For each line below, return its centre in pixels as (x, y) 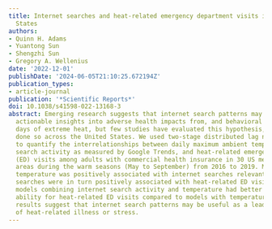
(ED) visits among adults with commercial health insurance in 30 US (135, 159)
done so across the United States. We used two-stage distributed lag (137, 136)
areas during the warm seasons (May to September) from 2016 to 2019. (137, 167)
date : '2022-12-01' (41, 69)
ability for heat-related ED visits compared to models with (121, 197)
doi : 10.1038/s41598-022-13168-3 (65, 106)
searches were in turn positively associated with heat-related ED (132, 182)
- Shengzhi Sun (34, 54)
